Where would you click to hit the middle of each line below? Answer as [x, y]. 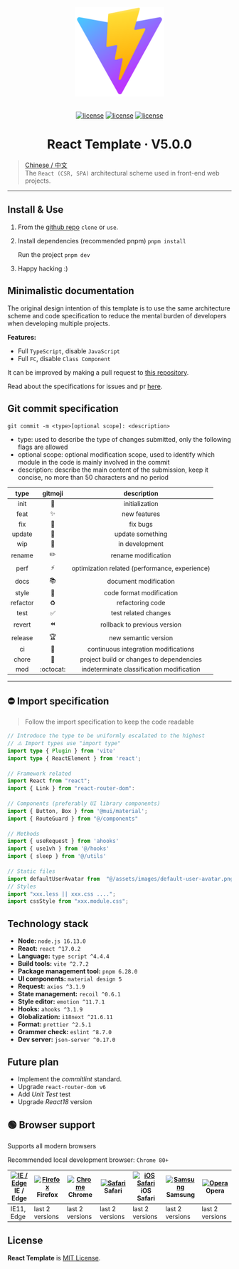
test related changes [141, 613]
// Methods [23, 834]
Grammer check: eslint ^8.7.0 [65, 1032]
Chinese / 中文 [46, 165]
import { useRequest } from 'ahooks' [63, 841]
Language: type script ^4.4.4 [63, 956]
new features [141, 514]
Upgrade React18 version [55, 1101]
